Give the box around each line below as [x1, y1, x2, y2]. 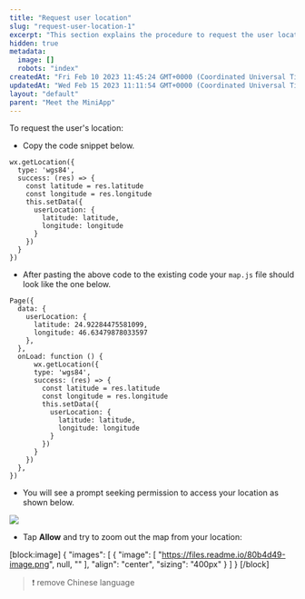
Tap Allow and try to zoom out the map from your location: [22, 532, 242, 543]
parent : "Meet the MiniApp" [9, 97, 116, 107]
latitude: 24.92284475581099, [33, 320, 148, 330]
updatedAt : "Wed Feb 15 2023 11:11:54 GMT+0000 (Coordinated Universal [9, 81, 286, 90]
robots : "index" [17, 65, 79, 74]
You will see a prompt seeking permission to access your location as [22, 487, 280, 498]
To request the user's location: [9, 123, 124, 134]
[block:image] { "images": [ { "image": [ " [9, 549, 162, 560]
